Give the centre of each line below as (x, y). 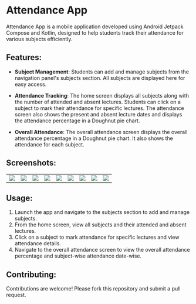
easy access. (31, 84)
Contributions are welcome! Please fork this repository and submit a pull (93, 289)
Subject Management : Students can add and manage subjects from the (102, 72)
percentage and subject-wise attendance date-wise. (78, 256)
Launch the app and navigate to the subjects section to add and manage (102, 212)
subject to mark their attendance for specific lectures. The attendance (99, 108)
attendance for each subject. (50, 144)
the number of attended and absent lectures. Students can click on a (97, 102)
